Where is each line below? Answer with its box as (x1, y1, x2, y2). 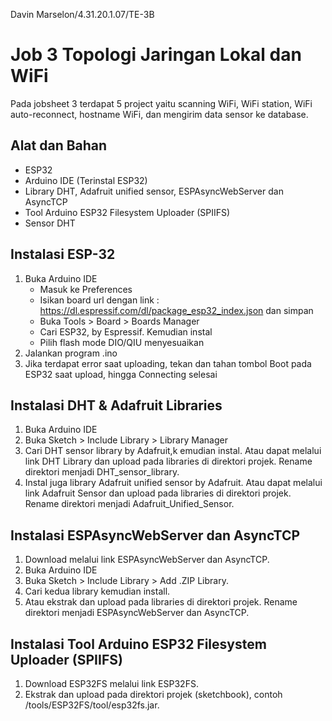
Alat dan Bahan (10, 137, 108, 154)
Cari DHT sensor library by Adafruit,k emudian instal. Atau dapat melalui (24, 445, 322, 457)
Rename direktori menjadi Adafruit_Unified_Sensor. (24, 498, 235, 510)
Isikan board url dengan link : (39, 294, 160, 306)
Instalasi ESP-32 (10, 246, 116, 263)
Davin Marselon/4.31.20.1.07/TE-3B (10, 9, 155, 20)
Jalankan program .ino (24, 347, 118, 359)
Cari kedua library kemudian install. (24, 585, 171, 598)
